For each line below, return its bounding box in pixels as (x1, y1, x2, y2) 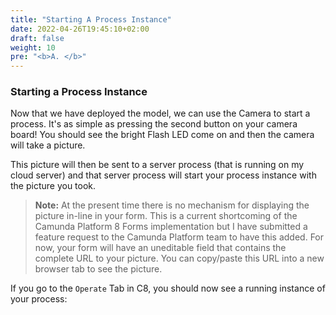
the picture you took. (10, 180, 97, 192)
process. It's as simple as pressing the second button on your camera (10, 118, 298, 130)
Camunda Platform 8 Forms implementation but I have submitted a (34, 221, 308, 233)
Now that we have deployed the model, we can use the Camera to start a (10, 107, 311, 120)
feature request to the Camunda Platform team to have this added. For (34, 231, 325, 243)
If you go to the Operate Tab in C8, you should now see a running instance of (10, 282, 326, 295)
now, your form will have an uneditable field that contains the (34, 242, 287, 254)
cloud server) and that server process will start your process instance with (10, 169, 317, 181)
